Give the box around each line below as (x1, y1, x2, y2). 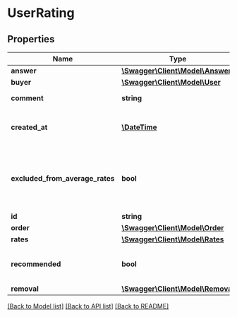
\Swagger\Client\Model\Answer (121, 66, 231, 76)
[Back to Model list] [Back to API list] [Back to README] (7, 302, 169, 310)
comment (11, 93, 44, 103)
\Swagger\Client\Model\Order (121, 223, 224, 232)
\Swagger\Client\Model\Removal (121, 284, 235, 294)
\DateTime (121, 122, 157, 132)
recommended (11, 259, 61, 269)
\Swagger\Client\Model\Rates (121, 234, 224, 244)
